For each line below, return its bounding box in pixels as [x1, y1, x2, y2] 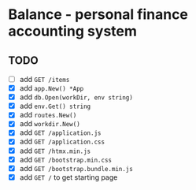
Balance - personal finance [8, 6, 189, 24]
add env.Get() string [19, 101, 91, 111]
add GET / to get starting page [19, 172, 118, 182]
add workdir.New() [19, 119, 80, 129]
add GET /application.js [19, 128, 102, 137]
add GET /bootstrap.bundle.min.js [19, 163, 134, 173]
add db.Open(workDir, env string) [19, 92, 134, 102]
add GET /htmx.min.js [19, 146, 91, 155]
